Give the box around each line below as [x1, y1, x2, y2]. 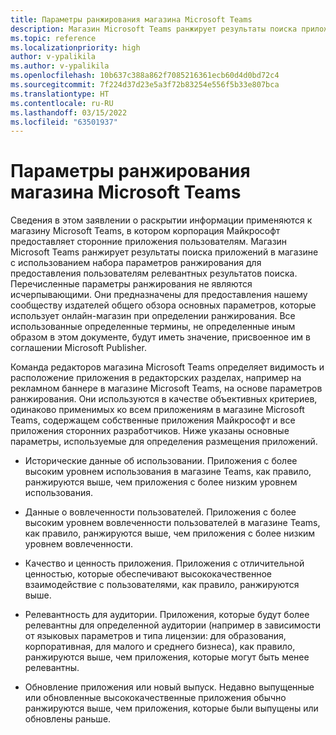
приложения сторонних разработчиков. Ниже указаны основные [10, 425, 290, 437]
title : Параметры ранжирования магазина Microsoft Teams [10, 14, 253, 25]
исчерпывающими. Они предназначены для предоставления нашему [10, 289, 308, 301]
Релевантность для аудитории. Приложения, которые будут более [24, 609, 310, 621]
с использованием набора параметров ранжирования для [10, 257, 262, 269]
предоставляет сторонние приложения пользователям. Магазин [10, 236, 288, 248]
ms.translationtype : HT [10, 89, 110, 99]
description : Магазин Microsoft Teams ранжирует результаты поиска [10, 24, 298, 34]
